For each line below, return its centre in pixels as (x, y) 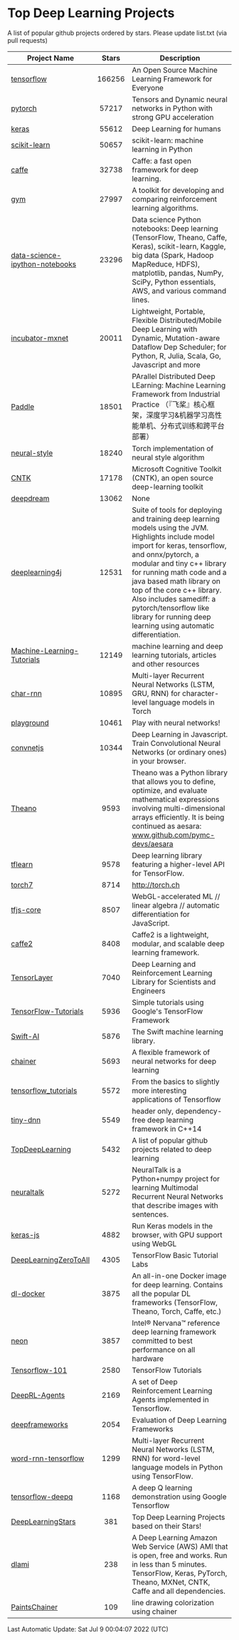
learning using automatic (173, 626)
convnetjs (27, 747)
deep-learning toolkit (168, 487)
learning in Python (162, 149)
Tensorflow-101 (39, 1370)
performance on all (163, 1349)
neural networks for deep (174, 1061)
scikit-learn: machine (168, 140)
